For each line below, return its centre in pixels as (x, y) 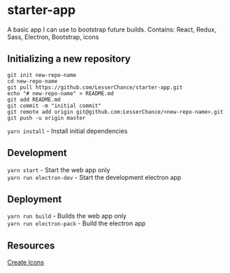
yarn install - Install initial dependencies (67, 131)
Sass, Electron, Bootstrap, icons (53, 36)
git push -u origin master (46, 118)
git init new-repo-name (42, 75)
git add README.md (34, 99)
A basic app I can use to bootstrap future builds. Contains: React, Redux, (112, 29)
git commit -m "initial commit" (54, 106)
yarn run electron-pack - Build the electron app (77, 223)
